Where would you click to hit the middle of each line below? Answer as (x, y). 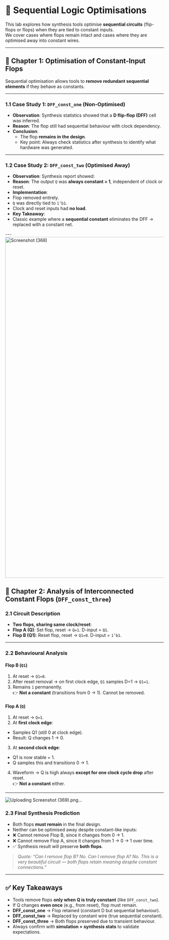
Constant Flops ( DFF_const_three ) (58, 599)
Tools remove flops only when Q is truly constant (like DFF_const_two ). (86, 900)
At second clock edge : (36, 748)
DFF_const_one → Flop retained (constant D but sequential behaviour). (86, 911)
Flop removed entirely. (36, 198)
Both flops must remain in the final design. (57, 824)
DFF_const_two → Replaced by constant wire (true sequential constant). (88, 916)
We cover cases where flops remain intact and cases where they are (76, 35)
